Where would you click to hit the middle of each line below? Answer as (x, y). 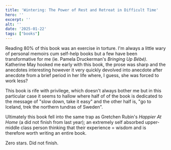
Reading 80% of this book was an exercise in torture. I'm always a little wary (86, 48)
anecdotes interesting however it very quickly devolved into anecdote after (84, 70)
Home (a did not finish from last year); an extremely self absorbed (75, 122)
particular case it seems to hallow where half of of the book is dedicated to (84, 96)
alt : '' (14, 24)
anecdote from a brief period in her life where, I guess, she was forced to (82, 75)
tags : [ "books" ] (22, 34)
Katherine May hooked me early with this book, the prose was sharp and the (86, 65)
